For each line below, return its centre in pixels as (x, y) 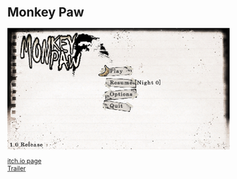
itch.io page (25, 161)
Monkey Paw (46, 12)
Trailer (17, 168)
